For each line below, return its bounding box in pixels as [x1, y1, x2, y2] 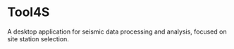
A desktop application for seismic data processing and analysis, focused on [7, 27, 227, 36]
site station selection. [7, 34, 69, 43]
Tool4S [7, 4, 50, 20]
